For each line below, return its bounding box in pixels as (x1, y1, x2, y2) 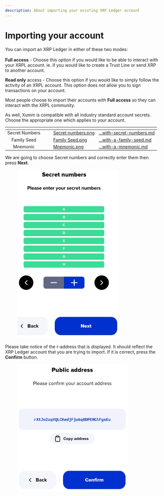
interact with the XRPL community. (5, 102, 75, 108)
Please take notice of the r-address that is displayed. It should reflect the (5, 344, 153, 350)
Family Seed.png (53, 136, 87, 143)
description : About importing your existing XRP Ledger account (5, 8, 140, 13)
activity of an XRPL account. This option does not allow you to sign (5, 82, 141, 88)
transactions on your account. (5, 87, 66, 93)
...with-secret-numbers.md (98, 130, 155, 136)
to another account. (5, 67, 45, 73)
